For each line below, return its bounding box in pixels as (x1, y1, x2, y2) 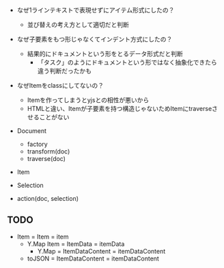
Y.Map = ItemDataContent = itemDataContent (37, 247, 166, 255)
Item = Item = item (16, 232, 69, 241)
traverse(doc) (27, 155, 66, 162)
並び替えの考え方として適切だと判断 (27, 21, 130, 29)
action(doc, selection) (16, 195, 79, 202)
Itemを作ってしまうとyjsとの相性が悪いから (27, 96, 150, 104)
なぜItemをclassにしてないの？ (16, 82, 104, 89)
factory (27, 140, 48, 148)
